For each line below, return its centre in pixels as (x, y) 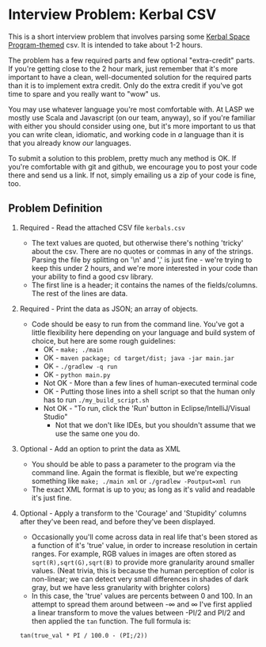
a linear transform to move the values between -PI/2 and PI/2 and (138, 612)
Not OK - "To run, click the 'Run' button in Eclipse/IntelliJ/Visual (147, 408)
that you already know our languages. (70, 143)
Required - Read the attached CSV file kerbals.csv (103, 227)
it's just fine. (51, 497)
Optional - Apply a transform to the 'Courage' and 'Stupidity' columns (133, 513)
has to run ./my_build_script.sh (96, 400)
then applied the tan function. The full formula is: (111, 621)
